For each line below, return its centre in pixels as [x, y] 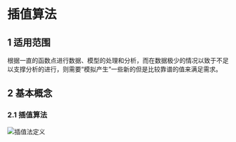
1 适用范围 [29, 42]
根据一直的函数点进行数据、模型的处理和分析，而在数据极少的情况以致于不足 [118, 61]
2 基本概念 [30, 93]
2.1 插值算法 [27, 115]
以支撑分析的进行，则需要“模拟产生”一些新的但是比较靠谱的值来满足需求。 [115, 69]
